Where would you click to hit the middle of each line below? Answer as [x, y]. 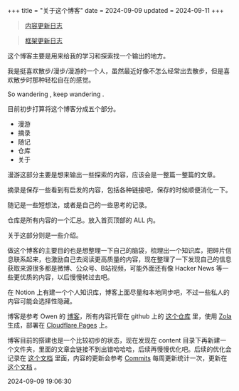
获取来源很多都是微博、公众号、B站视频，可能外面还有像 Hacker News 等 [115, 268]
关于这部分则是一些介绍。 [45, 235]
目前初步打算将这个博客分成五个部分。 [63, 109]
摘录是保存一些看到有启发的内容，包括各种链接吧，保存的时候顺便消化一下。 [119, 190]
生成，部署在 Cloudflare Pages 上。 [59, 325]
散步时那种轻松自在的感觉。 [54, 80]
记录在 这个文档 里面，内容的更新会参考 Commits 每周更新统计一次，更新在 [117, 358]
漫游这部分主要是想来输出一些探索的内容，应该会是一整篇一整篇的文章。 [113, 174]
